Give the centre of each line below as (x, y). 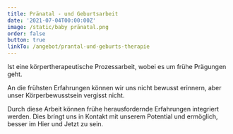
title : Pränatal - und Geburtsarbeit (63, 14)
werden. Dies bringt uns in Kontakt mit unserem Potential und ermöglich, (113, 116)
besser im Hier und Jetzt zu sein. (55, 124)
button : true (26, 40)
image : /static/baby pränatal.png (58, 27)
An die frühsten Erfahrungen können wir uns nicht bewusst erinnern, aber (114, 88)
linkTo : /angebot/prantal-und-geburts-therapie (79, 47)
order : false (26, 33)
